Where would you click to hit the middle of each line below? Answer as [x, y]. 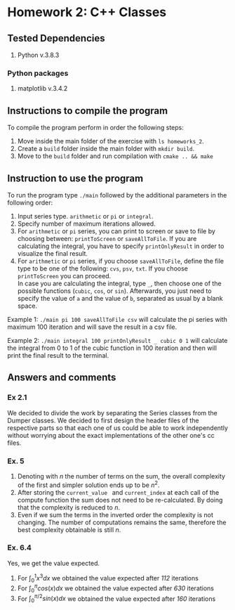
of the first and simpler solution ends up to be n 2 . [88, 484]
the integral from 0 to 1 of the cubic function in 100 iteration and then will [112, 348]
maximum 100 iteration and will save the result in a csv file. [92, 327]
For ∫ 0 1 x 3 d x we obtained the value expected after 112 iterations [108, 578]
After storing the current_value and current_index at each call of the [118, 492]
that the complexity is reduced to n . [69, 507]
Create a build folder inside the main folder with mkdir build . [106, 149]
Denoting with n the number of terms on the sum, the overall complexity [121, 476]
